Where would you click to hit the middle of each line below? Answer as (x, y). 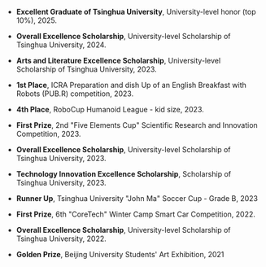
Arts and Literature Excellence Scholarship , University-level (118, 61)
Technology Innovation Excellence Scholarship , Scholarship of (124, 174)
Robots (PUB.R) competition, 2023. (75, 94)
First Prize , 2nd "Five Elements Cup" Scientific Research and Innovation (137, 125)
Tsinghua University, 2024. (61, 45)
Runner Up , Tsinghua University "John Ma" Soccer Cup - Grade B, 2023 (137, 198)
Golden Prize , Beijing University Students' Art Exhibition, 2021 (120, 254)
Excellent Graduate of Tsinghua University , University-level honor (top (136, 12)
